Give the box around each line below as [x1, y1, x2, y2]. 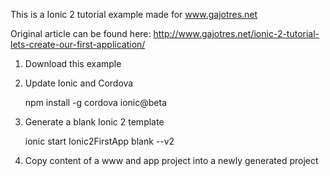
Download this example [24, 58, 122, 69]
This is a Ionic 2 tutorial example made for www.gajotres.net [10, 9, 258, 20]
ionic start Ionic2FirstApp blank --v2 [24, 135, 175, 147]
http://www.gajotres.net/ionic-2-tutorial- [153, 28, 320, 39]
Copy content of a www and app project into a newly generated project [24, 155, 319, 166]
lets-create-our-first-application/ [10, 39, 146, 50]
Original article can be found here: [10, 28, 152, 39]
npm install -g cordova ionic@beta [24, 97, 168, 108]
